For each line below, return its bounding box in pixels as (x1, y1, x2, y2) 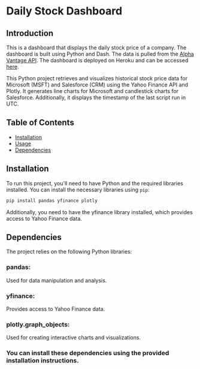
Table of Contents (6, 118, 75, 128)
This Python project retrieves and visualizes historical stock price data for (6, 75, 188, 82)
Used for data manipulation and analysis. (6, 277, 107, 284)
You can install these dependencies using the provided (6, 349, 169, 358)
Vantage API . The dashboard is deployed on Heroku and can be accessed (6, 57, 189, 64)
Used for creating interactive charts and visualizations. (6, 334, 141, 341)
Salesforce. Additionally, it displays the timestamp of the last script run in (6, 94, 186, 101)
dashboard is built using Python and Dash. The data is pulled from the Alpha (6, 50, 195, 58)
